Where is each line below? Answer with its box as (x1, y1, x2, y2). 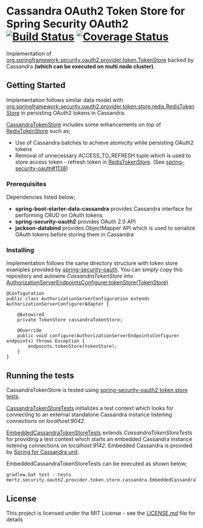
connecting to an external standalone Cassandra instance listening (6, 411, 172, 418)
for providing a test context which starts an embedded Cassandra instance (6, 436, 193, 443)
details (6, 515, 23, 523)
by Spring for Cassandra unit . (6, 448, 80, 456)
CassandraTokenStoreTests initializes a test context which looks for (6, 405, 174, 412)
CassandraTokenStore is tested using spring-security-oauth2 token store (6, 387, 188, 394)
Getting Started (6, 80, 66, 91)
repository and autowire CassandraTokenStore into (6, 272, 134, 280)
